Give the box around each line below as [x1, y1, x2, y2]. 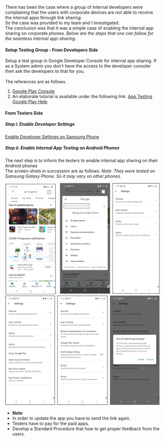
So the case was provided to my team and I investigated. [5, 20, 120, 26]
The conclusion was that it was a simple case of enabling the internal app [5, 25, 154, 31]
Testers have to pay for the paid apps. [12, 420, 89, 426]
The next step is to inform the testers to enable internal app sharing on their [5, 157, 158, 163]
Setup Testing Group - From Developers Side [5, 47, 98, 53]
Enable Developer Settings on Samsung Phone [5, 134, 100, 139]
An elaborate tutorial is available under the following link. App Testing [12, 94, 153, 100]
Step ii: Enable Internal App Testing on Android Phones [5, 145, 120, 151]
